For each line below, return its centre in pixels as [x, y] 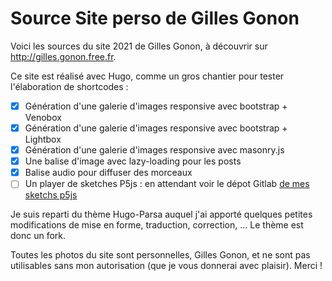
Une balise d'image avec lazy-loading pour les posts [133, 161]
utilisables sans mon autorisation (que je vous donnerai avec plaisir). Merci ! [166, 266]
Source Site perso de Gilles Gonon [155, 18]
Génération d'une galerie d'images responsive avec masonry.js [154, 150]
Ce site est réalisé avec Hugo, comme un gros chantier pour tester [147, 76]
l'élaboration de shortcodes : [69, 86]
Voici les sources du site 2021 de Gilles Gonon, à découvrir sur [139, 46]
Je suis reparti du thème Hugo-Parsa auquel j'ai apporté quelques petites [161, 214]
